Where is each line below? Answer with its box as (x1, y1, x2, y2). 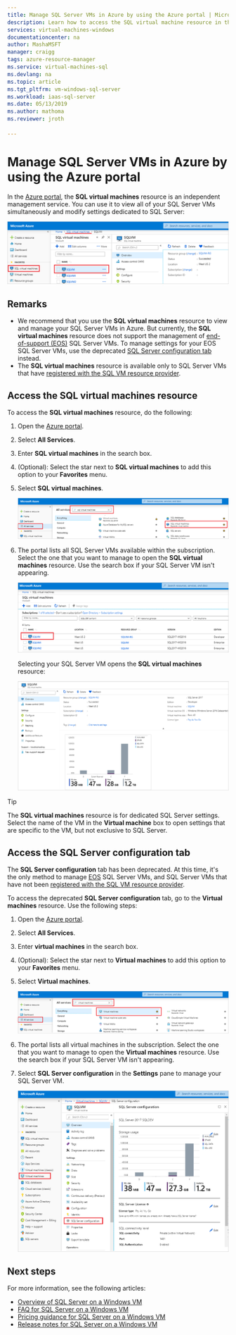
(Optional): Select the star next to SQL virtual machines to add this (17, 463, 212, 471)
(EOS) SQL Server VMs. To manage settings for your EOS (50, 339, 216, 348)
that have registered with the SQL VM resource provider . (17, 369, 181, 378)
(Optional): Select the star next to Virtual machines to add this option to (17, 956, 226, 964)
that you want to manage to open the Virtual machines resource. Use (17, 1048, 220, 1056)
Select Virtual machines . (17, 977, 91, 986)
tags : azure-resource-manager (7, 56, 96, 63)
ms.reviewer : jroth (7, 116, 65, 123)
